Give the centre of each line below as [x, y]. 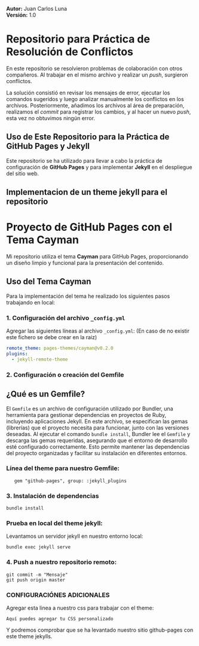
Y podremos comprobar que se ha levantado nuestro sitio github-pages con [100, 630]
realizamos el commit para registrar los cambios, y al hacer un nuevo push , [99, 112]
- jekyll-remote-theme [40, 359]
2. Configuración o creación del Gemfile [65, 374]
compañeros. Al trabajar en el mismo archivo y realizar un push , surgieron [97, 75]
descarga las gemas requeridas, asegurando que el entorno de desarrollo [97, 440]
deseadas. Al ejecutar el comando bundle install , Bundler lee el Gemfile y [98, 434]
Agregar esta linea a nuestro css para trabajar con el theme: [80, 608]
